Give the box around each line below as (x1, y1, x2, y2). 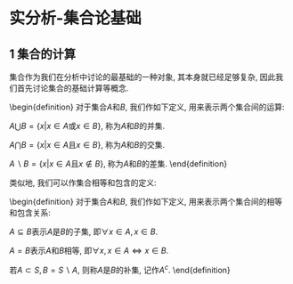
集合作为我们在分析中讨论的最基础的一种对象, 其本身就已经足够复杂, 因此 (9, 72, 276, 82)
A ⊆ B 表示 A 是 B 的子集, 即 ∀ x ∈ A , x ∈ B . (9, 226, 159, 237)
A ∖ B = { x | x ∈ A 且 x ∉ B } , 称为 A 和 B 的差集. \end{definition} (9, 158, 228, 169)
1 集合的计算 (9, 46, 77, 61)
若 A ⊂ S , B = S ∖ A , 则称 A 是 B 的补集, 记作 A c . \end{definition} (9, 264, 232, 275)
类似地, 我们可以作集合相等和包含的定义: (9, 177, 158, 188)
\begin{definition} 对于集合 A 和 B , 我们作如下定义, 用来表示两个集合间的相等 (9, 197, 283, 207)
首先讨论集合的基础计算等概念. (16, 83, 129, 93)
